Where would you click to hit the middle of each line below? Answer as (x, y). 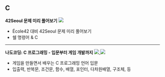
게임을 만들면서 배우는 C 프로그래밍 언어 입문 (55, 63)
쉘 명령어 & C (25, 37)
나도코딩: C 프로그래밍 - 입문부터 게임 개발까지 (49, 52)
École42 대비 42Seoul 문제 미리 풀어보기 (52, 31)
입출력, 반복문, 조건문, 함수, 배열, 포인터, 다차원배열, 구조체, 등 (71, 69)
